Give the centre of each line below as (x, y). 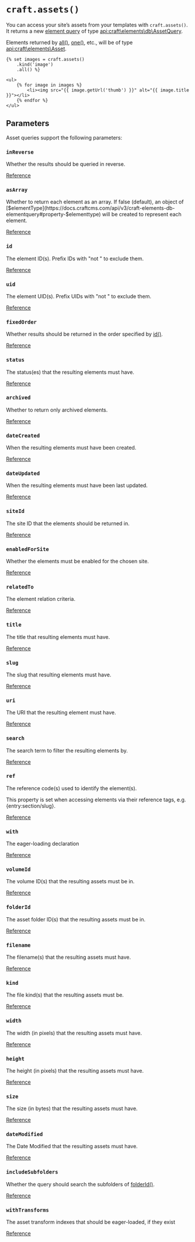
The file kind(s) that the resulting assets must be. (65, 995)
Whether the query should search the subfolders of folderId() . (80, 1184)
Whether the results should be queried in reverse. (66, 164)
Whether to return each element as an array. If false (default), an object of (95, 202)
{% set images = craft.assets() (45, 59)
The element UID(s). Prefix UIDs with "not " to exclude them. (79, 296)
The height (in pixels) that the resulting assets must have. (75, 1070)
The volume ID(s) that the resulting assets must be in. (70, 882)
